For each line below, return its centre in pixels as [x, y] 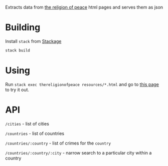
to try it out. [17, 89]
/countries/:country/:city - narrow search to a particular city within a [78, 152]
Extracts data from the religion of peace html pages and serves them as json [84, 7]
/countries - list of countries [35, 133]
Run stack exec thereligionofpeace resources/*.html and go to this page [82, 84]
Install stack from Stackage [33, 41]
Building [23, 27]
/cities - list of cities [27, 123]
